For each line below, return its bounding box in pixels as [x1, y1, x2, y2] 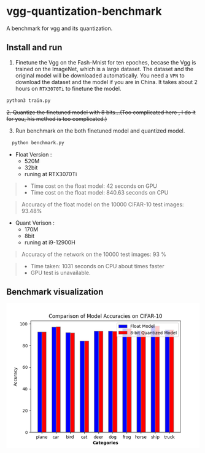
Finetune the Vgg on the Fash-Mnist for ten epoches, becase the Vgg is [15, 58, 196, 66]
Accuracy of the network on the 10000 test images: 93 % [21, 250, 167, 258]
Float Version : [15, 150, 52, 158]
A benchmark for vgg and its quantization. [6, 25, 113, 32]
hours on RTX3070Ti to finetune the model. [15, 85, 122, 92]
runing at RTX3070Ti [24, 170, 77, 177]
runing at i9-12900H [24, 238, 75, 246]
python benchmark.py [12, 139, 64, 145]
